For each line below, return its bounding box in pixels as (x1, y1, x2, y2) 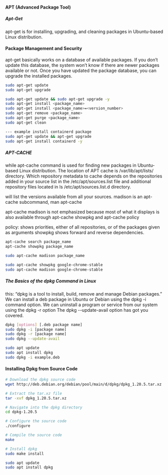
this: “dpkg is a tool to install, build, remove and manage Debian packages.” (5, 290, 162, 297)
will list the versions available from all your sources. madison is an (5, 194, 143, 200)
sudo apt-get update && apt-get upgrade (5, 134, 92, 139)
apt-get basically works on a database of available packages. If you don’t (5, 56, 158, 63)
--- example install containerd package (5, 129, 92, 134)
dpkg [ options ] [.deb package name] (5, 322, 82, 327)
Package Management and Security (5, 46, 82, 52)
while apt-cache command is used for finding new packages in (5, 162, 137, 168)
